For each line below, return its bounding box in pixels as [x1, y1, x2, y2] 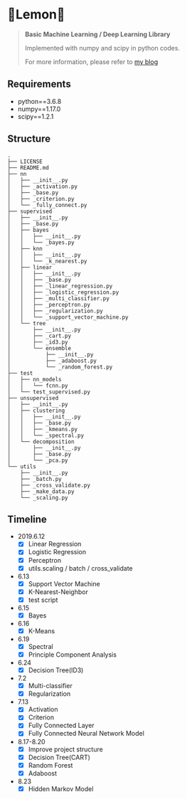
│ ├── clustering [7, 407, 65, 414]
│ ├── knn [7, 245, 43, 252]
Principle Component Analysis [28, 650, 117, 659]
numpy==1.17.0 [17, 105, 61, 113]
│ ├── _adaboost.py [7, 357, 97, 364]
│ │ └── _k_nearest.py [7, 258, 87, 265]
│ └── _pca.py [7, 457, 69, 464]
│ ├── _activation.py [7, 183, 78, 190]
